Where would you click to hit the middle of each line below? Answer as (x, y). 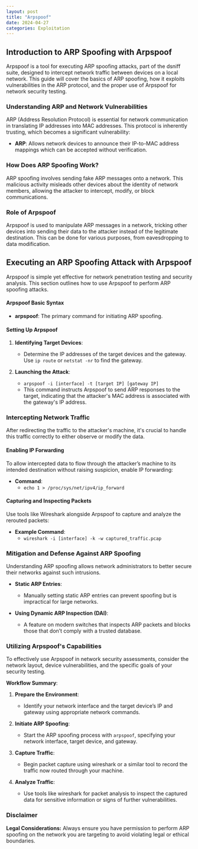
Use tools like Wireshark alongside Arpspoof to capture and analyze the (94, 514)
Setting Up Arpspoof (32, 329)
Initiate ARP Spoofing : (42, 724)
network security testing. (37, 92)
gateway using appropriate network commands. (82, 712)
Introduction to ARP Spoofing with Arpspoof (89, 52)
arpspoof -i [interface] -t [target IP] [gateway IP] (91, 384)
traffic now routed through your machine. (74, 771)
